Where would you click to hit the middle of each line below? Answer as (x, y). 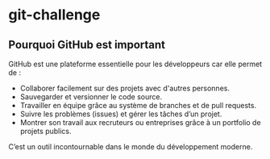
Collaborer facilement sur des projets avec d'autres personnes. (125, 88)
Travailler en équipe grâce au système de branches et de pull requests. (138, 105)
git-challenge (54, 15)
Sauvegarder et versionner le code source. (91, 97)
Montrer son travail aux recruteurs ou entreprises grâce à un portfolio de (140, 122)
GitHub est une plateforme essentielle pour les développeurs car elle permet (135, 64)
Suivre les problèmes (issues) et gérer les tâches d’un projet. (121, 114)
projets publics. (46, 131)
